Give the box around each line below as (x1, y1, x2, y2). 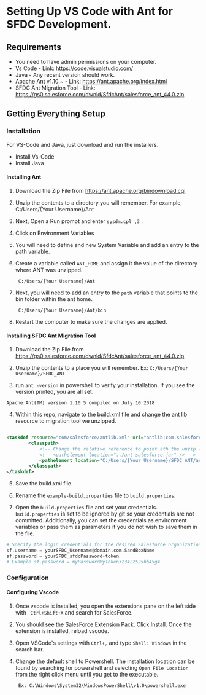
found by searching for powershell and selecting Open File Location (15, 664, 189, 671)
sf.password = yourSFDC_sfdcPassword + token (6, 553, 120, 559)
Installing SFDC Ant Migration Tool (6, 332, 96, 339)
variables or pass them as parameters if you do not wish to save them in (15, 524, 197, 531)
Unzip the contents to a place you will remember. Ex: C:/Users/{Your (15, 364, 188, 372)
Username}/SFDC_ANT (15, 371, 66, 377)
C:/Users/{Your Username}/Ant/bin (18, 307, 107, 313)
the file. (15, 530, 35, 537)
